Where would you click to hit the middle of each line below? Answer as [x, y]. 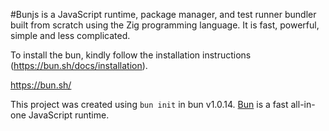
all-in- [303, 104]
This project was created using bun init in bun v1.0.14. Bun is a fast [149, 104]
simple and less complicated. [70, 35]
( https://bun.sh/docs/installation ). [79, 65]
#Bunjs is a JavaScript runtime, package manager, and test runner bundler [163, 14]
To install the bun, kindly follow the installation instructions [131, 55]
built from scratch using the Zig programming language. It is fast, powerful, [165, 25]
